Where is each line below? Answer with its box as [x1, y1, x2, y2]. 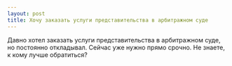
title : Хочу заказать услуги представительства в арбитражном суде [7, 17, 209, 24]
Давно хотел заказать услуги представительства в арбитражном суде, [7, 35, 221, 44]
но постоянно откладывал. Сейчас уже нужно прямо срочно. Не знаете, [7, 43, 226, 51]
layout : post [7, 10, 46, 17]
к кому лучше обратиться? [7, 50, 88, 59]
